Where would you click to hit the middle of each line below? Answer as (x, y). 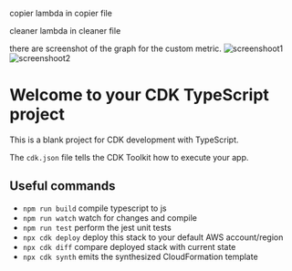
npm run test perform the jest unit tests (97, 227)
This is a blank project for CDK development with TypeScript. (124, 140)
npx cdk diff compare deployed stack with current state (129, 246)
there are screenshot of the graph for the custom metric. (115, 48)
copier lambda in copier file (61, 13)
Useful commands (63, 186)
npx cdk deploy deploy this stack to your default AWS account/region (153, 237)
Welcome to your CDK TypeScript (139, 95)
